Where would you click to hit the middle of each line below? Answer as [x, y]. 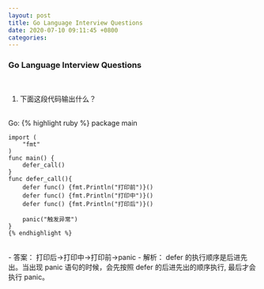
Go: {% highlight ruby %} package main [73, 122]
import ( [23, 137]
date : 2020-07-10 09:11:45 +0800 [63, 30]
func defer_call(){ [40, 178]
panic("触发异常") [50, 219]
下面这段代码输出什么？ [58, 99]
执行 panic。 [29, 276]
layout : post [30, 15]
